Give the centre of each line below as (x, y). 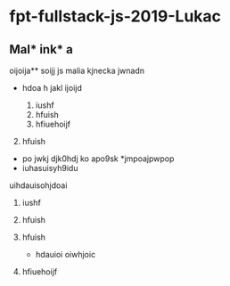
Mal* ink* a (41, 49)
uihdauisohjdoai (38, 185)
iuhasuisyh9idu (50, 168)
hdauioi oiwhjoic (66, 254)
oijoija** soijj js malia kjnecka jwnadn (77, 70)
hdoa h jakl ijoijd (52, 88)
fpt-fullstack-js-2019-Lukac (115, 16)
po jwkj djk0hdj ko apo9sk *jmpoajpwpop (98, 159)
